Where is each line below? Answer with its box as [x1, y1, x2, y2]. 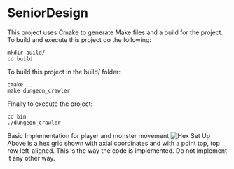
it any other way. [7, 154, 55, 162]
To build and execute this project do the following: [7, 35, 152, 43]
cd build [7, 55, 33, 62]
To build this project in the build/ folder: [7, 67, 121, 76]
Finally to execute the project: [7, 100, 93, 108]
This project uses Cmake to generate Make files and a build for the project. [7, 28, 223, 36]
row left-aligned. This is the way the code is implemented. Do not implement [7, 146, 228, 155]
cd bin [7, 113, 27, 120]
